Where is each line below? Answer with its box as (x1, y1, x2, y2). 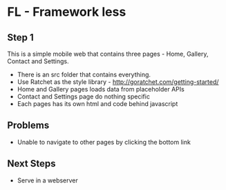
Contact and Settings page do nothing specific (17, 92, 151, 101)
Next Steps (7, 158, 56, 169)
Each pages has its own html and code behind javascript (17, 100, 178, 107)
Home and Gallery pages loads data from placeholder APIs (17, 85, 185, 93)
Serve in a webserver (17, 176, 78, 184)
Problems (7, 120, 50, 131)
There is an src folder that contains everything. (17, 70, 151, 78)
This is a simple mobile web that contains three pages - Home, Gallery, (7, 50, 209, 58)
